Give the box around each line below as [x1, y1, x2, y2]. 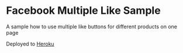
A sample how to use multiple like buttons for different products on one [6, 23, 177, 30]
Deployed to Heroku [6, 40, 54, 47]
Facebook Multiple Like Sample [6, 4, 161, 17]
